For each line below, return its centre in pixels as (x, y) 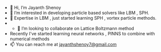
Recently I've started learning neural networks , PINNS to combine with (82, 34)
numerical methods (29, 39)
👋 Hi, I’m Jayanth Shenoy (35, 8)
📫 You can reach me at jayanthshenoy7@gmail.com (63, 44)
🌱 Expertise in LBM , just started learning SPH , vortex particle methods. (83, 18)
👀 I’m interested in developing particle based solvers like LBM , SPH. (80, 13)
